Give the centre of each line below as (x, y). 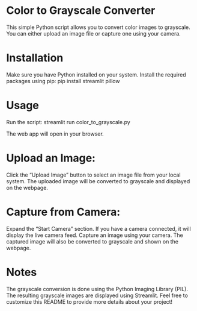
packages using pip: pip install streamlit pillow (63, 81)
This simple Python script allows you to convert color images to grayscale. (98, 27)
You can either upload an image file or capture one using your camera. (94, 33)
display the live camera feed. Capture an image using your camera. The (95, 235)
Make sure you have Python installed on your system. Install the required (96, 74)
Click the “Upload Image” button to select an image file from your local (94, 175)
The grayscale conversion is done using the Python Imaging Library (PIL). (97, 289)
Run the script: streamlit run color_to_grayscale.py (68, 122)
